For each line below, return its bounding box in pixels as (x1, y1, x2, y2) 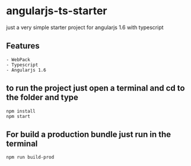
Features (6, 41, 40, 51)
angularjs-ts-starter (6, 4, 108, 18)
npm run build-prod (6, 154, 55, 161)
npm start (6, 113, 31, 119)
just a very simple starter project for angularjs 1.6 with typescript (6, 24, 164, 31)
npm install (6, 108, 36, 114)
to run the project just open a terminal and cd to (6, 83, 185, 93)
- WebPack (6, 56, 31, 63)
